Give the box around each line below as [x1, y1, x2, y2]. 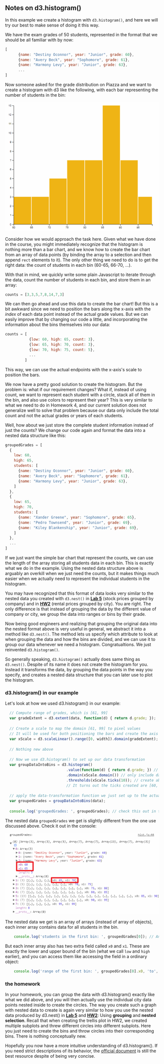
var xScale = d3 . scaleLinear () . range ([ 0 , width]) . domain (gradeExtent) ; [9, 736, 159, 741]
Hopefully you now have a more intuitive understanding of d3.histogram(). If [5, 1043, 158, 1049]
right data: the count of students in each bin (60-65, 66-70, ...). [5, 262, 132, 268]
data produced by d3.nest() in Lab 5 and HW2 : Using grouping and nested [5, 1013, 156, 1018]
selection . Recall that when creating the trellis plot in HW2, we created [5, 1017, 147, 1024]
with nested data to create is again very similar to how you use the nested [5, 1007, 154, 1013]
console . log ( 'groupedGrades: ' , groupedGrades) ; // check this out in [9, 809, 156, 814]
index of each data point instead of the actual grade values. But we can [5, 311, 148, 317]
